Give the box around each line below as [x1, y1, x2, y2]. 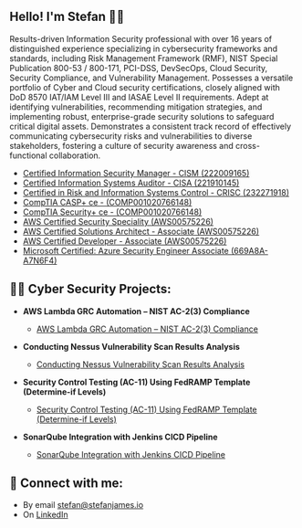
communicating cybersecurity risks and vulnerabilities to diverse [9, 130, 253, 142]
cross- [235, 140, 260, 151]
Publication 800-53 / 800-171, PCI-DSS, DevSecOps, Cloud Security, [9, 62, 268, 73]
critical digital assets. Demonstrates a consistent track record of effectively [9, 121, 292, 132]
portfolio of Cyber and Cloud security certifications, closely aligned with [9, 81, 280, 92]
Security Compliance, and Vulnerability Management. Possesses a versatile [9, 72, 294, 83]
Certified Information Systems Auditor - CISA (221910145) [22, 177, 240, 188]
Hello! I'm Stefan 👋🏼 [9, 9, 125, 25]
